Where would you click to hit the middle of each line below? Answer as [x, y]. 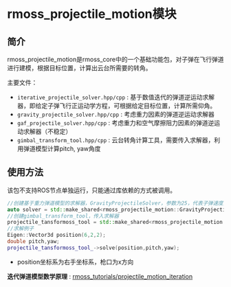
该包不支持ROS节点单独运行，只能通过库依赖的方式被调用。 [92, 190]
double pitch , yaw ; [33, 242]
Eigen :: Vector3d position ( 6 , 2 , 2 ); [57, 235]
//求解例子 [21, 229]
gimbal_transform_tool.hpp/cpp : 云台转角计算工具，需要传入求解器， [115, 140]
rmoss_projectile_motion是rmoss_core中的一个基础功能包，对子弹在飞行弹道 [115, 59]
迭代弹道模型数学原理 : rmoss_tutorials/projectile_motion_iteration [100, 276]
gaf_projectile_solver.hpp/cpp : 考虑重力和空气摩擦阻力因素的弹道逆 [115, 123]
